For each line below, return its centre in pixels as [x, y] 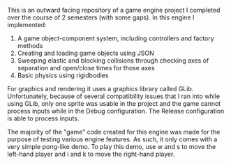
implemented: [27, 25]
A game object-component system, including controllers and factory [115, 38]
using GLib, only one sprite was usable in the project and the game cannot [114, 103]
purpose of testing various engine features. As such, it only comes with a [112, 139]
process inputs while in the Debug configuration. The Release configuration [116, 111]
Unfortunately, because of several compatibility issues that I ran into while [114, 96]
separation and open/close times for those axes [86, 68]
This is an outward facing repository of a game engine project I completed [114, 10]
